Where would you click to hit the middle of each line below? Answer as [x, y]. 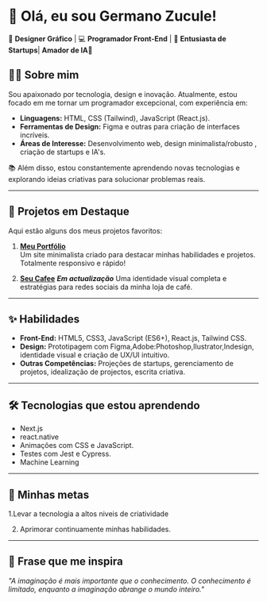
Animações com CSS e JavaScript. [77, 446]
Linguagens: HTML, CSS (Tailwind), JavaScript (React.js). [115, 118]
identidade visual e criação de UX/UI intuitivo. [95, 355]
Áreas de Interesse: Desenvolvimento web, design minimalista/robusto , [138, 143]
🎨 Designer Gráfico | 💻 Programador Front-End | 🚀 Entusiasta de [117, 38]
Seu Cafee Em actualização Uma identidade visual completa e [123, 278]
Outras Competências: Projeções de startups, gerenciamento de [127, 364]
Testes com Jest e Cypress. [65, 454]
